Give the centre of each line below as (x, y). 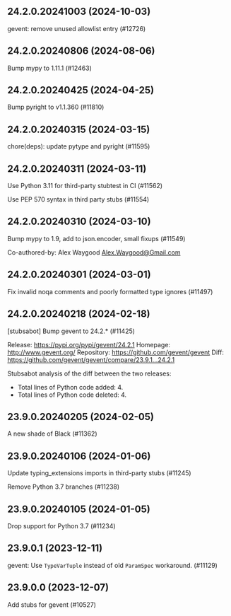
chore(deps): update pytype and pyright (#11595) (79, 146)
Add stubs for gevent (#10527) (52, 605)
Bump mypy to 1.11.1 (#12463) (49, 68)
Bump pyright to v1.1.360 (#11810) (56, 107)
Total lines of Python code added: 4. (70, 387)
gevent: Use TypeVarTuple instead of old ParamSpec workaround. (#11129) (112, 565)
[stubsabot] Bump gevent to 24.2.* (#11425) (71, 331)
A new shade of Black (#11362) (52, 434)
